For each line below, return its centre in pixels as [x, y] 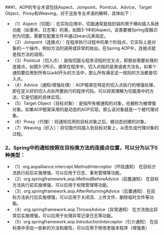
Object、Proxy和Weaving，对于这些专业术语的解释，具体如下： [69, 13]
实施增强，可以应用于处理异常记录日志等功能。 [68, 216]
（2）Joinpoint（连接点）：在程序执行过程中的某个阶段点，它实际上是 [82, 42]
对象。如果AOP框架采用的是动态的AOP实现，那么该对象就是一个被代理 [83, 109]
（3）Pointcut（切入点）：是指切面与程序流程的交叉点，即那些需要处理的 [85, 60]
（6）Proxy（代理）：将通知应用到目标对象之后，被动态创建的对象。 [81, 122]
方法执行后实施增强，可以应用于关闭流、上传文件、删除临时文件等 [83, 197]
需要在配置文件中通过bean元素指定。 [71, 36]
